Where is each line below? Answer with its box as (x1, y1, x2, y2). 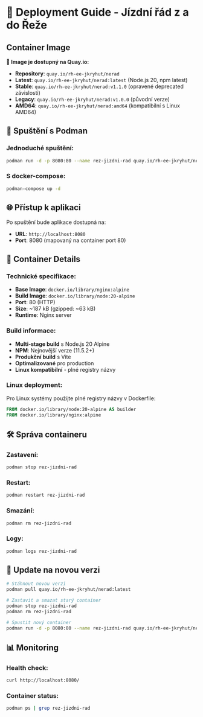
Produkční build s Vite (14, 353, 71, 360)
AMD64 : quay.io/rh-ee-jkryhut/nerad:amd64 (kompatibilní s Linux (14, 102, 180, 109)
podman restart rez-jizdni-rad (6, 492, 85, 499)
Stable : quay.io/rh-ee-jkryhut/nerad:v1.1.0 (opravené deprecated (14, 83, 184, 90)
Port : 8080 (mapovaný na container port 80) (14, 237, 126, 244)
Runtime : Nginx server (14, 311, 72, 319)
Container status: (6, 692, 59, 700)
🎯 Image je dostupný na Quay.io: (6, 59, 89, 65)
